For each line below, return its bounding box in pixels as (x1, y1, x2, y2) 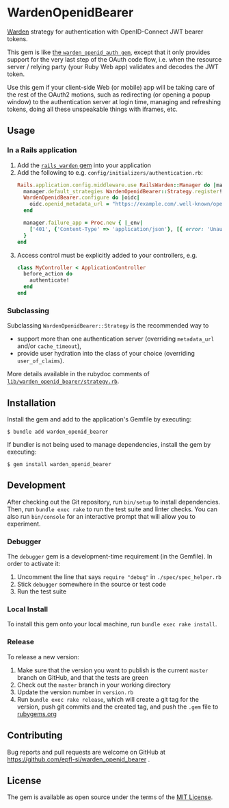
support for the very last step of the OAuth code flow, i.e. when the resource (7, 55, 222, 63)
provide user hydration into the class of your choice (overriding (16, 350, 195, 358)
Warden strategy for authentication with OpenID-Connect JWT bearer (7, 27, 204, 36)
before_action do (23, 271, 73, 278)
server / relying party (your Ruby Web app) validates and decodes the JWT (7, 62, 219, 71)
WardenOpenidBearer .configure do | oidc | (23, 194, 140, 201)
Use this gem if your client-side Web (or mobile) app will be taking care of (7, 83, 215, 91)
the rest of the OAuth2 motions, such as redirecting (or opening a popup (7, 90, 211, 99)
